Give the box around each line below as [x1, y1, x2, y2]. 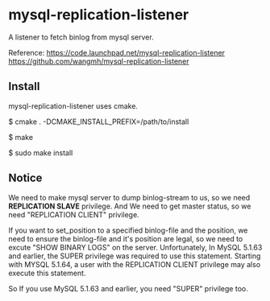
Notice [8, 171, 43, 185]
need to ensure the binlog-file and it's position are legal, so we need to [8, 233, 243, 243]
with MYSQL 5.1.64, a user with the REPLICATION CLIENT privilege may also [8, 259, 261, 269]
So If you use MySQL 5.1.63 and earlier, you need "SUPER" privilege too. [8, 283, 248, 293]
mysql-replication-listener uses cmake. [8, 101, 139, 110]
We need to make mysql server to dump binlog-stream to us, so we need [8, 192, 251, 202]
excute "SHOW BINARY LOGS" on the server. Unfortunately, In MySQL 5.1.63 [8, 242, 263, 252]
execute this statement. [8, 268, 86, 278]
